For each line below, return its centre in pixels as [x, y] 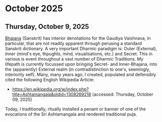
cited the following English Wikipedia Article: [50, 80]
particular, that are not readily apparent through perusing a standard [74, 43]
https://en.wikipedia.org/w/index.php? [51, 89]
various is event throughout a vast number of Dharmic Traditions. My [74, 59]
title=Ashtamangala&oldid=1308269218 [51, 94]
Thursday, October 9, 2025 [47, 27]
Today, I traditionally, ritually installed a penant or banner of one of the [76, 109]
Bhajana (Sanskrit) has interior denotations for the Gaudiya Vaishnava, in [78, 38]
